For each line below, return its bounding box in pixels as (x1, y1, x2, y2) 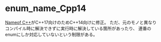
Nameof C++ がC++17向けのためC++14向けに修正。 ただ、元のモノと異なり (5, 19, 157, 25)
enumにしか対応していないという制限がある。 (5, 31, 98, 37)
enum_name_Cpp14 (5, 3, 86, 14)
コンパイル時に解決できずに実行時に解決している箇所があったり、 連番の (5, 25, 151, 31)
